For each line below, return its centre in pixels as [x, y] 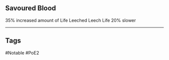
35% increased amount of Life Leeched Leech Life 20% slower [71, 20]
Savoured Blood [31, 8]
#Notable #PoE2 [22, 52]
